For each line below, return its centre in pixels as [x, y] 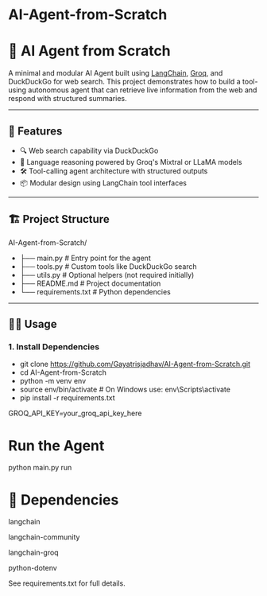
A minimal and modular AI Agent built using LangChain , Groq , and [116, 73]
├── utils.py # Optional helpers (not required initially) [107, 275]
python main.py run [40, 468]
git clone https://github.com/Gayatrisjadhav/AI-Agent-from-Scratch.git [135, 364]
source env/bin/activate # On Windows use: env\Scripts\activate [125, 390]
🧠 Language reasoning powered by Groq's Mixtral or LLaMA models [131, 162]
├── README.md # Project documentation [90, 283]
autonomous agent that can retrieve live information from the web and [142, 90]
